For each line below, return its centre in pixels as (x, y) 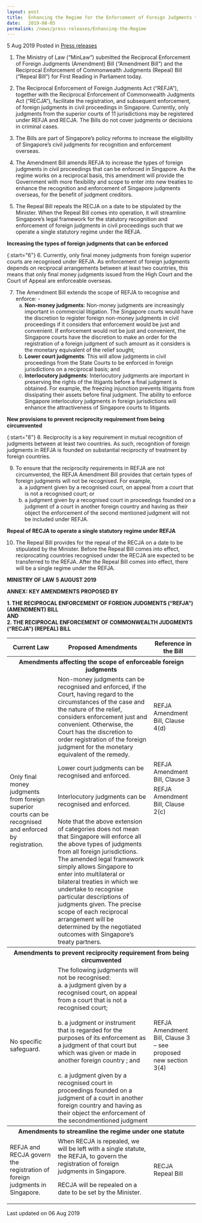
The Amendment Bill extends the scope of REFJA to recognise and (97, 293)
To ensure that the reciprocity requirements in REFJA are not (90, 468)
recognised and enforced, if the (102, 687)
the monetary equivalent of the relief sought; (80, 350)
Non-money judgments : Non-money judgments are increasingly (104, 305)
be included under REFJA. (56, 519)
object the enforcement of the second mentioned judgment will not (107, 513)
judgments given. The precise (99, 905)
